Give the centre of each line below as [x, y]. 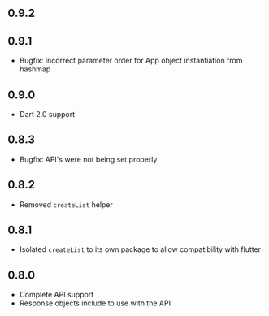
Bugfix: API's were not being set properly [88, 159]
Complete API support [56, 295]
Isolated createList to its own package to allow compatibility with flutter [140, 249]
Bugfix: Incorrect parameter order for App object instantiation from [131, 61]
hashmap [35, 69]
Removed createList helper [66, 204]
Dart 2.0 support [47, 115]
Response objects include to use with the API [95, 303]
